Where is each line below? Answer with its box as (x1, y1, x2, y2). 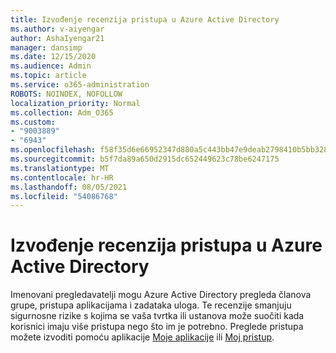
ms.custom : (10, 117, 56, 127)
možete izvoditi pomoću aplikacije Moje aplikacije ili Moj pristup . (10, 331, 275, 343)
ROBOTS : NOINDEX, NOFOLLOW (10, 89, 123, 99)
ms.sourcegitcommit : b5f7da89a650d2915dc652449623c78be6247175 (10, 154, 280, 164)
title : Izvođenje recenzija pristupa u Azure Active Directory (10, 14, 280, 25)
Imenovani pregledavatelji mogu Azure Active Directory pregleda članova (10, 289, 312, 301)
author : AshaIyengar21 (10, 33, 105, 43)
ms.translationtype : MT (10, 163, 110, 173)
